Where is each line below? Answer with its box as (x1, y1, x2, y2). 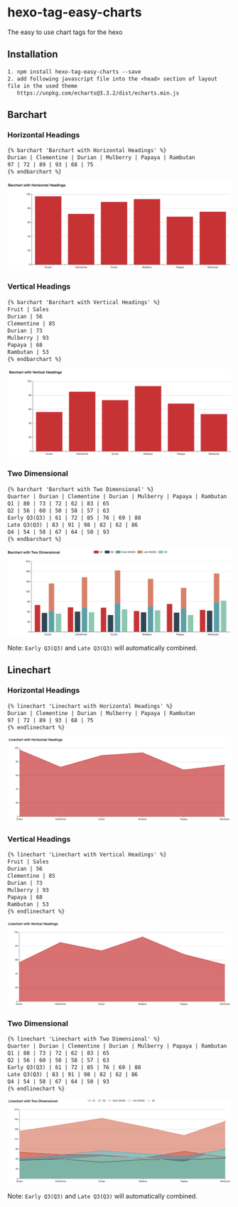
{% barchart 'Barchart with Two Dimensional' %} (7, 486, 154, 493)
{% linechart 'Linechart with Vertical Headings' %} (7, 851, 167, 859)
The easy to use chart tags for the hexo (7, 28, 123, 36)
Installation (7, 48, 58, 60)
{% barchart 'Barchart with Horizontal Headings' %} (7, 147, 167, 154)
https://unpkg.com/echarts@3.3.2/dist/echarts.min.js (16, 90, 180, 97)
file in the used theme (7, 82, 78, 90)
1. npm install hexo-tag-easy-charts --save (7, 68, 141, 75)
